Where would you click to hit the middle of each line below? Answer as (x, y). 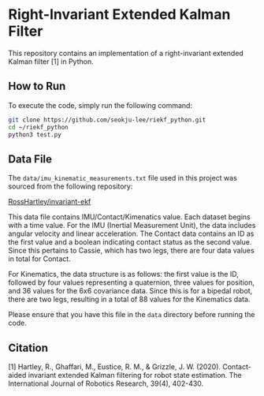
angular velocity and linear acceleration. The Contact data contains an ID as (131, 233)
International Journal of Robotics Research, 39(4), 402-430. (106, 383)
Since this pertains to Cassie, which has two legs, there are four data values (131, 251)
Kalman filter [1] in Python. (51, 62)
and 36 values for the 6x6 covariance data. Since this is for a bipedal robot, (130, 291)
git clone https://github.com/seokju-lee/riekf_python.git (107, 120)
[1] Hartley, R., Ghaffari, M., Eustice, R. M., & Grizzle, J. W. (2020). (115, 367)
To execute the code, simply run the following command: (100, 105)
